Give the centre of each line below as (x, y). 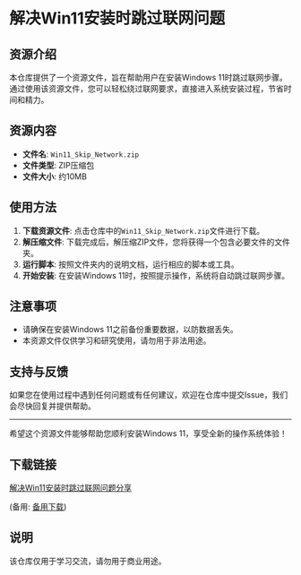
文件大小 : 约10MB (55, 176)
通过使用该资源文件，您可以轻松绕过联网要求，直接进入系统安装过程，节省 (146, 89)
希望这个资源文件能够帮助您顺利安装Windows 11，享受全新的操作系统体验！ (149, 433)
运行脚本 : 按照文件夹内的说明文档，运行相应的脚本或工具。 (130, 264)
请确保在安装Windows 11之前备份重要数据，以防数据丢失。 (130, 330)
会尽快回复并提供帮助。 (52, 406)
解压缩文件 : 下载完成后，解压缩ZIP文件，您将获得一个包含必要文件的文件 (156, 242)
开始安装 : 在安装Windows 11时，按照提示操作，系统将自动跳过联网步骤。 (156, 275)
